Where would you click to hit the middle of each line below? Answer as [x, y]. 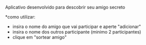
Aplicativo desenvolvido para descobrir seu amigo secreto [65, 7]
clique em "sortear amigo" [39, 37]
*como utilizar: [20, 17]
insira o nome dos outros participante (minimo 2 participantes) [77, 32]
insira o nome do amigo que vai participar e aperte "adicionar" [76, 26]
